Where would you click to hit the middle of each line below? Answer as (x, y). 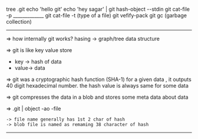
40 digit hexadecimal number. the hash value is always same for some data (97, 85)
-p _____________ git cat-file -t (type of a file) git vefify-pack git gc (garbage (97, 15)
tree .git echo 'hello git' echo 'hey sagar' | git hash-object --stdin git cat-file (98, 9)
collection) (19, 22)
